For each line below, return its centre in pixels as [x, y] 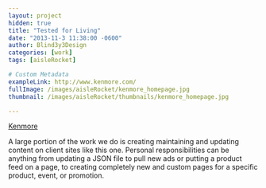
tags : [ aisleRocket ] [42, 61]
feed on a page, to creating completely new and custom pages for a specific [133, 167]
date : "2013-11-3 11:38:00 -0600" [66, 38]
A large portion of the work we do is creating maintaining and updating [124, 142]
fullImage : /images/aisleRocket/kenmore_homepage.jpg [99, 89]
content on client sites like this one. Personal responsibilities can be [119, 150]
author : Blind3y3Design [48, 45]
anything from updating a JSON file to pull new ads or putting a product [125, 159]
